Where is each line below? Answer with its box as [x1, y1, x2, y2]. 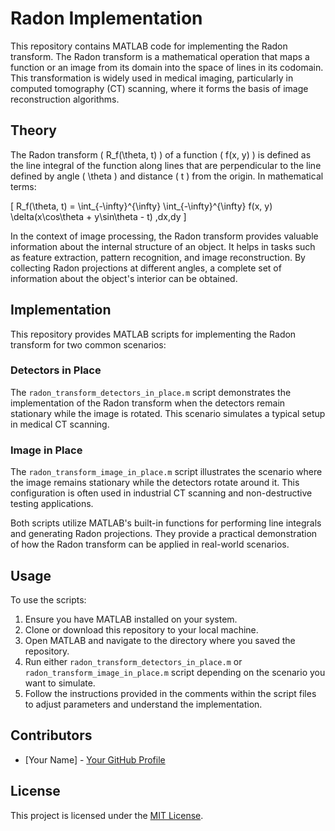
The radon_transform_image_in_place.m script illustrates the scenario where [10, 466, 323, 478]
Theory [10, 122, 58, 139]
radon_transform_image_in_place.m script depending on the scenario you [24, 666, 326, 678]
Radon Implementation [10, 7, 203, 30]
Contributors [10, 727, 93, 744]
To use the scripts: [10, 593, 87, 606]
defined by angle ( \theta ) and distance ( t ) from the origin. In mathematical [10, 170, 324, 182]
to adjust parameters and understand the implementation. [24, 698, 263, 710]
